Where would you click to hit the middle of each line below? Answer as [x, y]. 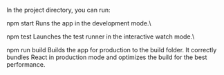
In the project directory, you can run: [58, 10]
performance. [26, 64]
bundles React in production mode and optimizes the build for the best [107, 57]
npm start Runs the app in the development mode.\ [79, 23]
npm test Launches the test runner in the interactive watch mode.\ [101, 36]
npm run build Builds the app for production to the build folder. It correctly [112, 50]
